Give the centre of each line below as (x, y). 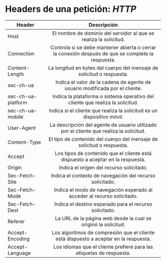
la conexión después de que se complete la (103, 53)
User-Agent (22, 128)
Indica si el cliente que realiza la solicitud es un (103, 110)
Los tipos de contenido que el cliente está (103, 153)
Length (16, 74)
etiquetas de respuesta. (103, 253)
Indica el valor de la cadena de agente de (103, 82)
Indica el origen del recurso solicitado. (103, 167)
